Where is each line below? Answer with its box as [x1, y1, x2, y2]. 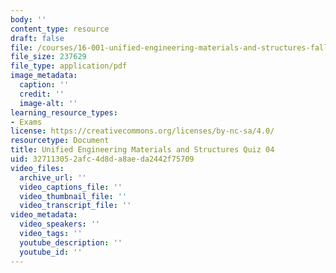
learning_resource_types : [10, 107, 118, 118]
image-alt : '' [19, 98, 78, 108]
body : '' [10, 14, 47, 25]
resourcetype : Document [10, 136, 110, 146]
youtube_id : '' [19, 247, 83, 257]
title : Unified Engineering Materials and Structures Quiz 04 [10, 145, 275, 155]
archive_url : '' [19, 172, 87, 183]
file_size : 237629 [10, 52, 87, 62]
